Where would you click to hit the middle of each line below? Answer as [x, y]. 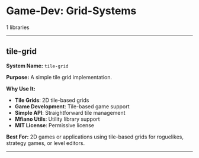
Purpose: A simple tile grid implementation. [59, 77]
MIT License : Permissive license [54, 125]
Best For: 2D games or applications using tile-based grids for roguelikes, [95, 137]
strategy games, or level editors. [45, 143]
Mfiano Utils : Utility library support [57, 119]
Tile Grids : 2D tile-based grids [52, 100]
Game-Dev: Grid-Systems [71, 11]
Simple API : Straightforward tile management [70, 112]
